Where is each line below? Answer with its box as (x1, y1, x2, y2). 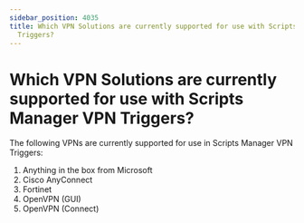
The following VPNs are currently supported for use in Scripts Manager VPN (9, 138, 294, 149)
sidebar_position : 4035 (9, 13, 100, 23)
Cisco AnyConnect (22, 174, 93, 186)
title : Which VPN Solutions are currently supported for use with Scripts (9, 22, 298, 31)
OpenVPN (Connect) (22, 203, 100, 214)
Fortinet (22, 184, 52, 195)
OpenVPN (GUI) (22, 194, 81, 205)
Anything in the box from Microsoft (22, 165, 153, 176)
